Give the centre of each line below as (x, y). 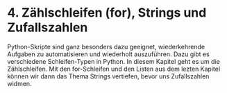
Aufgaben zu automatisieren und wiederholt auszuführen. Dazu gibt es (108, 54)
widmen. (20, 83)
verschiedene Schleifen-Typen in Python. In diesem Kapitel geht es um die (113, 61)
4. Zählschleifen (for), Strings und (107, 13)
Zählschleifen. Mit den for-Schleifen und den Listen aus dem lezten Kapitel (114, 69)
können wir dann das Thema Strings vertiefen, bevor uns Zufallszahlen (108, 76)
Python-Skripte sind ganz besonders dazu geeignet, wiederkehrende (106, 46)
